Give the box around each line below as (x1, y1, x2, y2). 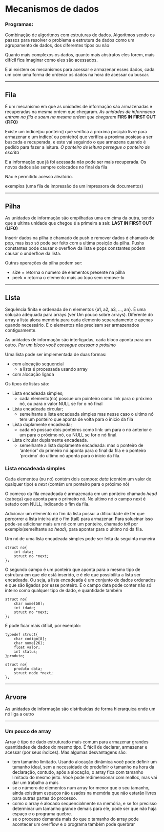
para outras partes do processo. (12, 795, 77, 801)
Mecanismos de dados (5, 3, 99, 15)
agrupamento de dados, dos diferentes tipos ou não (5, 43, 110, 48)
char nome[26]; (14, 641, 45, 646)
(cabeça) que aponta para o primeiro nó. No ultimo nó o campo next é (5, 496, 146, 502)
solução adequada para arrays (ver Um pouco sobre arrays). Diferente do (5, 311, 153, 317)
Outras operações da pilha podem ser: (5, 260, 82, 266)
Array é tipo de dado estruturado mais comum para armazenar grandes (5, 739, 149, 745)
